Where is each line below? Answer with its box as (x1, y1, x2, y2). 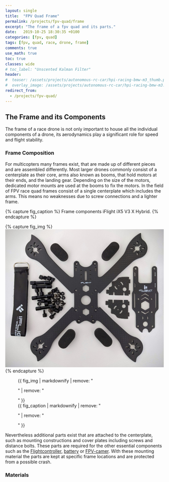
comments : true (5, 45, 37, 51)
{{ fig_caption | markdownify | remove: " (18, 403, 101, 409)
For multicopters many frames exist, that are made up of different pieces (5, 161, 156, 167)
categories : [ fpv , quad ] (5, 35, 57, 40)
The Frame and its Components (5, 113, 106, 121)
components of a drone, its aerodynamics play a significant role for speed (5, 131, 158, 137)
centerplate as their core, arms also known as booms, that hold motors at (5, 172, 157, 178)
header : (5, 72, 22, 77)
